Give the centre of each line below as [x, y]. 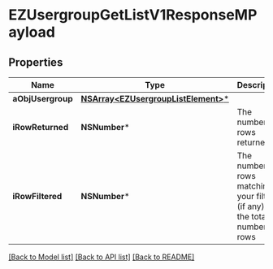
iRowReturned [41, 127]
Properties [36, 62]
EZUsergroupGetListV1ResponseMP [133, 15]
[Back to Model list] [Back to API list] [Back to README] [102, 257]
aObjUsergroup [43, 99]
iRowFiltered [37, 196]
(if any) [251, 206]
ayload [32, 32]
